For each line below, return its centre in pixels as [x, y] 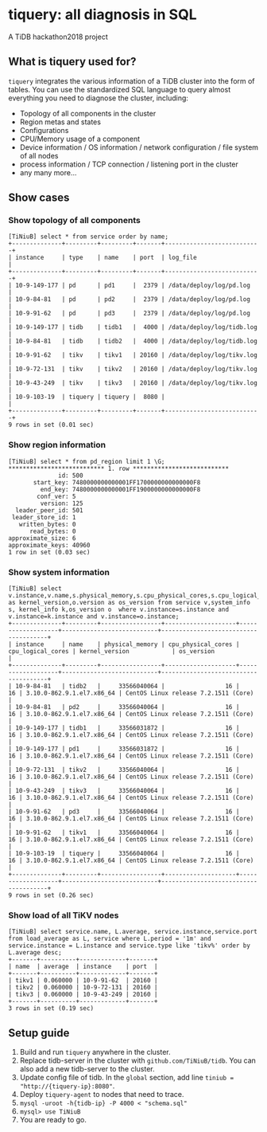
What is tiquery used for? [72, 62]
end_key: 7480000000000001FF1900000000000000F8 [120, 489]
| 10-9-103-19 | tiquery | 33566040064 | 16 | [124, 854]
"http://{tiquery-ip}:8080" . [67, 1086]
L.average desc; [35, 953]
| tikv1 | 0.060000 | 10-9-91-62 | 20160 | [83, 981]
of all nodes [39, 155]
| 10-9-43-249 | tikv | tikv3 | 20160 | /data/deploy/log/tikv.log [133, 383]
